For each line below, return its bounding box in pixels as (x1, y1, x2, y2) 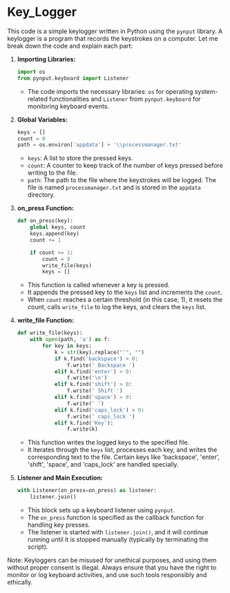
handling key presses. (27, 521, 90, 529)
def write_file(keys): (17, 329, 83, 337)
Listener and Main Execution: (17, 474, 104, 482)
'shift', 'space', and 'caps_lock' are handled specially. (27, 460, 179, 469)
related (27, 95, 48, 103)
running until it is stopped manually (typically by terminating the (27, 536, 209, 544)
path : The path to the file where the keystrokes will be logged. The (27, 176, 216, 184)
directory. (27, 191, 55, 199)
